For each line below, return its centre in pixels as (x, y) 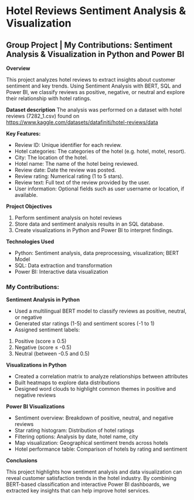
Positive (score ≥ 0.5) (40, 341)
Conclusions (22, 461)
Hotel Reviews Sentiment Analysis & (96, 11)
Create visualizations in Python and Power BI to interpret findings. (94, 230)
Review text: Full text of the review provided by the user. (82, 182)
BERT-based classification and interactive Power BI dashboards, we (88, 484)
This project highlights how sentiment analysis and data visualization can (94, 472)
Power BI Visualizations (35, 407)
